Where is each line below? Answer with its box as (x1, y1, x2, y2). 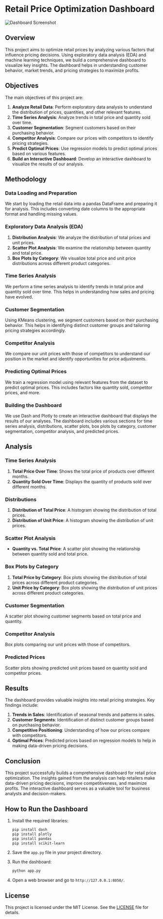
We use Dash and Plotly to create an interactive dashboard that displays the (5, 413, 157, 419)
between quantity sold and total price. (12, 551, 89, 557)
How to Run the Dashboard (5, 805, 88, 813)
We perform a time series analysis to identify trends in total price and (5, 283, 144, 289)
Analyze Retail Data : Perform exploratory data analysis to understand (12, 104, 152, 110)
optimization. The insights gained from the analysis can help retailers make (5, 775, 155, 781)
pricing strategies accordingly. (5, 328, 66, 334)
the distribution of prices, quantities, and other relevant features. (12, 109, 142, 115)
